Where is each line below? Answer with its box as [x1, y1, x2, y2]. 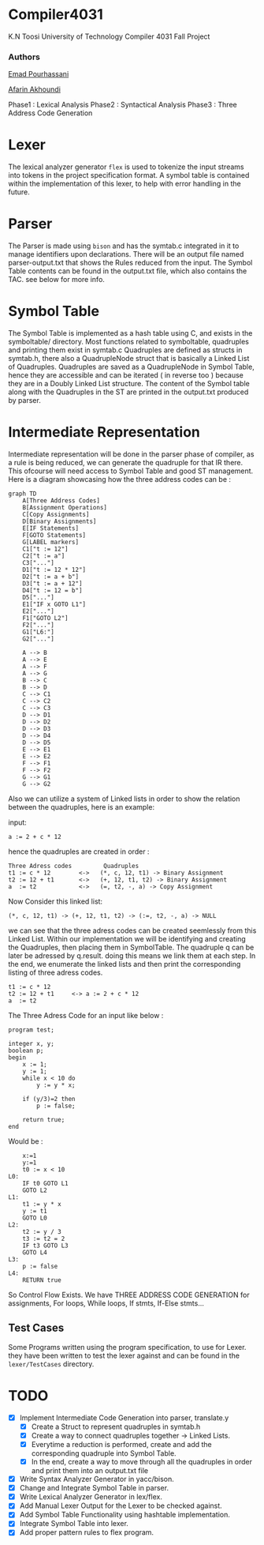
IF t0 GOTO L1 [22, 1179, 69, 1187]
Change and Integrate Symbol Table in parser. [19, 1483, 169, 1493]
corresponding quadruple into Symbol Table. [31, 1448, 177, 1458]
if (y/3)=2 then [22, 1095, 76, 1103]
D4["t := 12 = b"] [22, 586, 83, 594]
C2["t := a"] [22, 551, 65, 560]
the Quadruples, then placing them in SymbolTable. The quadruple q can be [8, 942, 255, 952]
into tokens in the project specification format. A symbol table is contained [8, 171, 250, 180]
